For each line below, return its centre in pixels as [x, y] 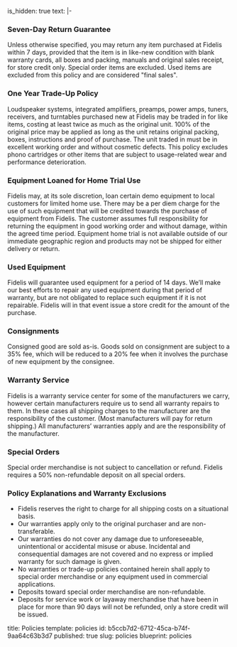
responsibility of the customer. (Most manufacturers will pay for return [110, 418]
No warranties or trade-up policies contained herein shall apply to [114, 570]
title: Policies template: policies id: [57, 629]
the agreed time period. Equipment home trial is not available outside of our [118, 233]
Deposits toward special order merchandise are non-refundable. [111, 592]
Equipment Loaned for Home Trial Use [74, 180]
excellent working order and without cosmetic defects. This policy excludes [118, 146]
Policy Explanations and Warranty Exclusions [87, 493]
